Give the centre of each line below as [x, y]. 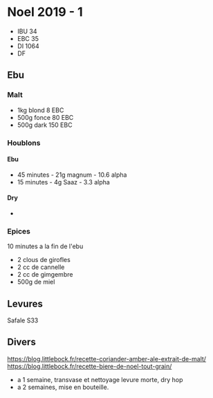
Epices [19, 231]
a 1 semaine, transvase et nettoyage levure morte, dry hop [100, 379]
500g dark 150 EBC [45, 125]
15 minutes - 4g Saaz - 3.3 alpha [64, 182]
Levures [25, 303]
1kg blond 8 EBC [40, 110]
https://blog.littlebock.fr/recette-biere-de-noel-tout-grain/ [90, 366]
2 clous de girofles [44, 260]
